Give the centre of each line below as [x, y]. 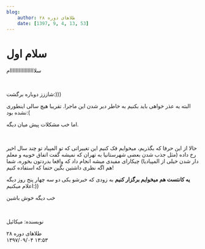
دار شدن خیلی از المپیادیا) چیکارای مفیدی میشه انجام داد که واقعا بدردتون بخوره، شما [102, 161]
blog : [13, 12]
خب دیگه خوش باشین [31, 198]
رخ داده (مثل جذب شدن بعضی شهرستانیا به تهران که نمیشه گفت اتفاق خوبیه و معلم [101, 155]
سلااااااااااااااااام [24, 70]
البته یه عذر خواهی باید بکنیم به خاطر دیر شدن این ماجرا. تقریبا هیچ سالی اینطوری [99, 106]
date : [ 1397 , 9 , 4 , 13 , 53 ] [53, 23]
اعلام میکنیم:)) [23, 186]
